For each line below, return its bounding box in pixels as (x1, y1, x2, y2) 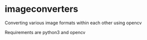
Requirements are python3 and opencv (5, 29, 86, 35)
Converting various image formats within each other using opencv (5, 20, 142, 26)
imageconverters (5, 3, 79, 15)
